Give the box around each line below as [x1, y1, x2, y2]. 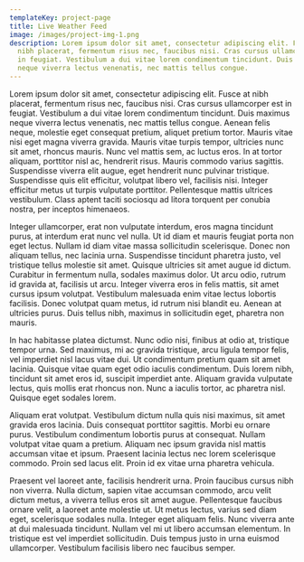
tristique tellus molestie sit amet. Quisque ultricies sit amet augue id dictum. [9, 259, 291, 270]
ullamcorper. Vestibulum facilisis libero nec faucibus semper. [9, 542, 236, 553]
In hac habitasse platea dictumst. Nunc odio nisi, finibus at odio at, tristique [9, 334, 290, 345]
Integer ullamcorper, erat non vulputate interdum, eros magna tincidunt [9, 220, 274, 231]
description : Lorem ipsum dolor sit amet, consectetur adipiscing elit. [9, 38, 290, 48]
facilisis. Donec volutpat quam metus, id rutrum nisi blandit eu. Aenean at [9, 297, 282, 308]
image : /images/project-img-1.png [9, 30, 140, 39]
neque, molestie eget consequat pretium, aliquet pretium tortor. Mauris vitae [9, 126, 293, 137]
